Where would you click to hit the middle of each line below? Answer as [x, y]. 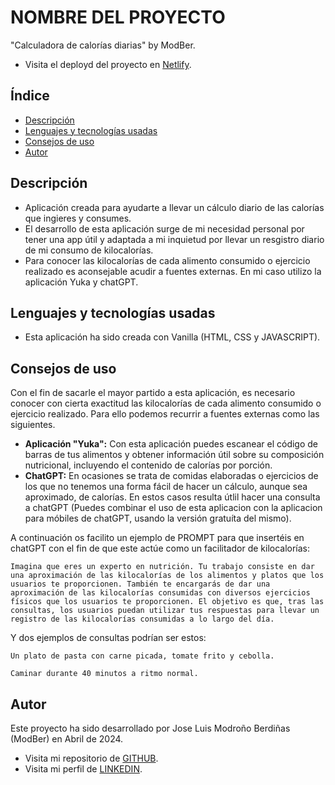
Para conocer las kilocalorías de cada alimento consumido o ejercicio [167, 260]
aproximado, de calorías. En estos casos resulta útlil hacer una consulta [172, 497]
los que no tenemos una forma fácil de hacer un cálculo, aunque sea [166, 487]
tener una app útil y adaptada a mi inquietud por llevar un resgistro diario [174, 239]
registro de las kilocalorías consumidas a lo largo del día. [142, 619]
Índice [30, 96]
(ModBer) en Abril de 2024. [67, 739]
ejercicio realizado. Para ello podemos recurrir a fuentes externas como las [165, 414]
